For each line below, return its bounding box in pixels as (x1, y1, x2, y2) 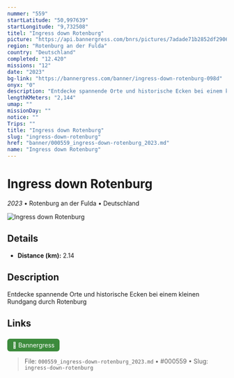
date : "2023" (7, 68, 45, 75)
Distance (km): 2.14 (17, 251, 75, 260)
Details (7, 233, 38, 244)
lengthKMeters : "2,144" (7, 95, 77, 102)
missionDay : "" (7, 107, 52, 114)
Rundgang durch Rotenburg (7, 297, 87, 306)
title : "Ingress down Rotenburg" (7, 127, 104, 134)
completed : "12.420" (7, 56, 68, 63)
